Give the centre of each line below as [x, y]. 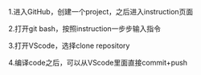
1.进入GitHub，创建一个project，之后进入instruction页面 [101, 12]
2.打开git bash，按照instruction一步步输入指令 [85, 29]
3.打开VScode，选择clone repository [69, 45]
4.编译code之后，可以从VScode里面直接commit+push [98, 63]
